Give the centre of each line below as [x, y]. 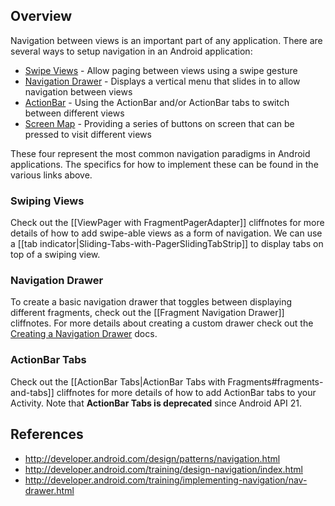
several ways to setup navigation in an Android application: [131, 51]
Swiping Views [47, 201]
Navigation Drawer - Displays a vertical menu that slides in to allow [162, 81]
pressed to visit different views [88, 134]
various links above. [51, 175]
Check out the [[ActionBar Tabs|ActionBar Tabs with [118, 381]
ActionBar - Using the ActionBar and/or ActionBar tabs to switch [157, 102]
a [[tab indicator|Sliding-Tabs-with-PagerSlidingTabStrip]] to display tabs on [167, 244]
